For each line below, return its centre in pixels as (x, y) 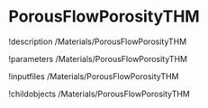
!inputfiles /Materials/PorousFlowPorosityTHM (94, 76)
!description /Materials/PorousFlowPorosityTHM (98, 41)
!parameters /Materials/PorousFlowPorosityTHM (98, 58)
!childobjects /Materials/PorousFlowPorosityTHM (99, 94)
